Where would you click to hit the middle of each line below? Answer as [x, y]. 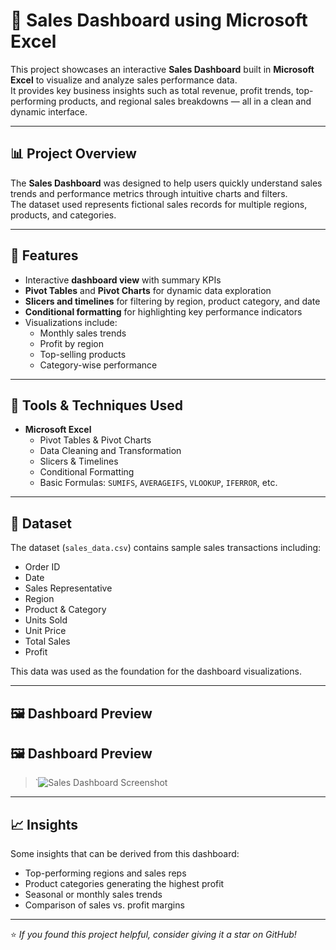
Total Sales [47, 641]
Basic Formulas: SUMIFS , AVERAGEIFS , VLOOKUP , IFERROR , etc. [158, 483]
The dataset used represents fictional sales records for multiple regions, [159, 204]
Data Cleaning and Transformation [110, 451]
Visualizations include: [71, 322]
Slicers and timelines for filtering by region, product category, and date [172, 301]
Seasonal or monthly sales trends [93, 895]
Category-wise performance [98, 365]
